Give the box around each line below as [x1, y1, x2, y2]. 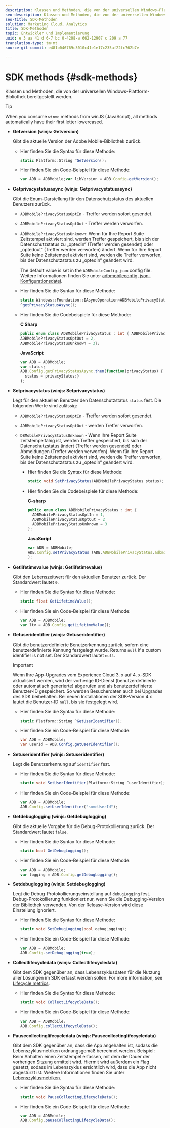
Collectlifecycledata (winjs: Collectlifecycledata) [12, 960, 118, 966]
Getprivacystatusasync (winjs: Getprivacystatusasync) [12, 186, 133, 192]
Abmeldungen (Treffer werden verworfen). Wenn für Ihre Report [20, 448, 154, 455]
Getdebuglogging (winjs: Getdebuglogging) [12, 813, 107, 819]
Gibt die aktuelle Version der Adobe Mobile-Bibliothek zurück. [12, 138, 142, 144]
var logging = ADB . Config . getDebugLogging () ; [20, 872, 118, 877]
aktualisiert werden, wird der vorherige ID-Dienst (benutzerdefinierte [12, 677, 156, 683]
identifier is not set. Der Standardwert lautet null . [12, 652, 116, 658]
